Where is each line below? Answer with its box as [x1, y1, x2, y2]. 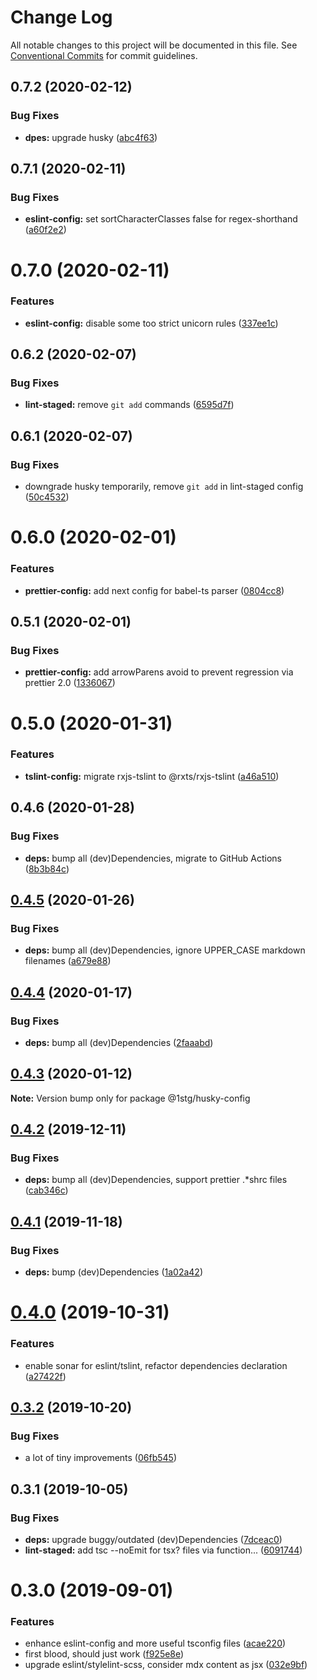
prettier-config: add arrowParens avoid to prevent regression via [24, 666, 294, 678]
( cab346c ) [24, 1184, 69, 1196]
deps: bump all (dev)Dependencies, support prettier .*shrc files [24, 1174, 288, 1186]
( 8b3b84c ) [24, 862, 70, 875]
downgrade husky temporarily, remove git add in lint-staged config [24, 481, 304, 493]
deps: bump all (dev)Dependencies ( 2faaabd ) [24, 1036, 214, 1048]
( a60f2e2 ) [24, 224, 67, 236]
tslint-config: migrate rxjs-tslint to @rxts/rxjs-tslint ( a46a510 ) [24, 770, 280, 782]
